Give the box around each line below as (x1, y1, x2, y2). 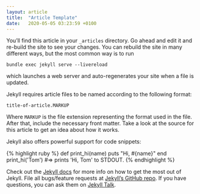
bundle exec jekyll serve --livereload (6, 62, 108, 68)
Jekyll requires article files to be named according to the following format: (6, 91, 192, 98)
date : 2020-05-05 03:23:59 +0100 (6, 20, 97, 26)
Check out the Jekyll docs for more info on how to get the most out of (6, 168, 182, 176)
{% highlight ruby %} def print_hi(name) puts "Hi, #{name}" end (6, 150, 167, 157)
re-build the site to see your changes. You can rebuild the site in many (6, 43, 183, 51)
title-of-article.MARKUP (6, 102, 70, 109)
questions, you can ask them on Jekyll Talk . (6, 181, 116, 189)
